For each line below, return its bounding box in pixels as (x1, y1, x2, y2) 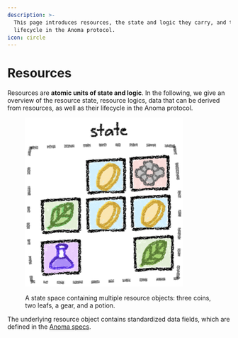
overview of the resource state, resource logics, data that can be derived (7, 96, 220, 105)
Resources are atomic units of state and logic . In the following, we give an (7, 89, 225, 97)
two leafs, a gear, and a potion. (25, 301, 115, 310)
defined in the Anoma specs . (7, 322, 91, 331)
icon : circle (7, 34, 46, 41)
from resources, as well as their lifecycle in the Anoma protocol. (7, 103, 193, 113)
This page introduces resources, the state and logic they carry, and (13, 18, 227, 26)
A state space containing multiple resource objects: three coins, (25, 294, 211, 303)
